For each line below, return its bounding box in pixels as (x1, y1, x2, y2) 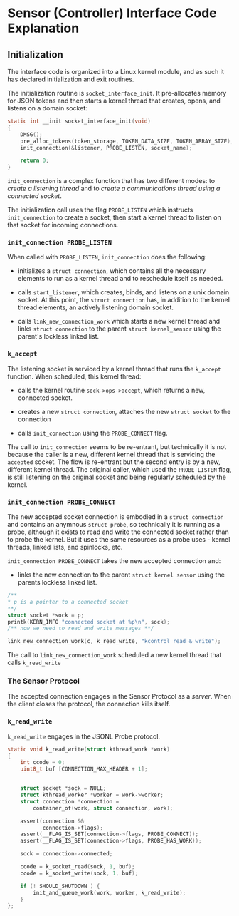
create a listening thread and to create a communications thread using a (7, 184, 221, 193)
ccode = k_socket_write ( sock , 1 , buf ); (20, 870, 139, 877)
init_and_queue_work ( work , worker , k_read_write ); (33, 889, 186, 896)
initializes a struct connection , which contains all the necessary (17, 267, 206, 275)
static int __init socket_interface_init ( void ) (7, 118, 152, 125)
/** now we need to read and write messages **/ (7, 625, 154, 632)
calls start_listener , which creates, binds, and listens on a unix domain (17, 288, 230, 297)
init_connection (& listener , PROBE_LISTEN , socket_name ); (20, 144, 193, 151)
